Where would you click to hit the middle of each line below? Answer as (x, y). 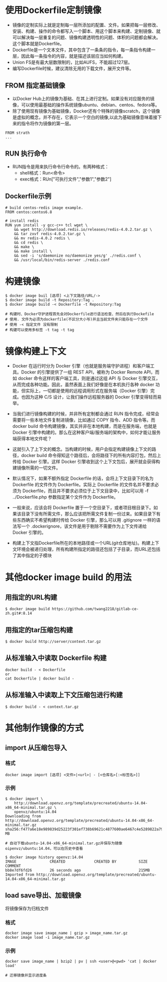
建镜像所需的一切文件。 (36, 468)
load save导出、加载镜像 (43, 895)
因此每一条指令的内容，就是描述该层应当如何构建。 (73, 56)
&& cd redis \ (29, 243)
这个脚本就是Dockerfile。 (38, 43)
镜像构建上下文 (36, 351)
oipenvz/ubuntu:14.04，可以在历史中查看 (44, 848)
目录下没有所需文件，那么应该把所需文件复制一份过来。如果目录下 (89, 514)
